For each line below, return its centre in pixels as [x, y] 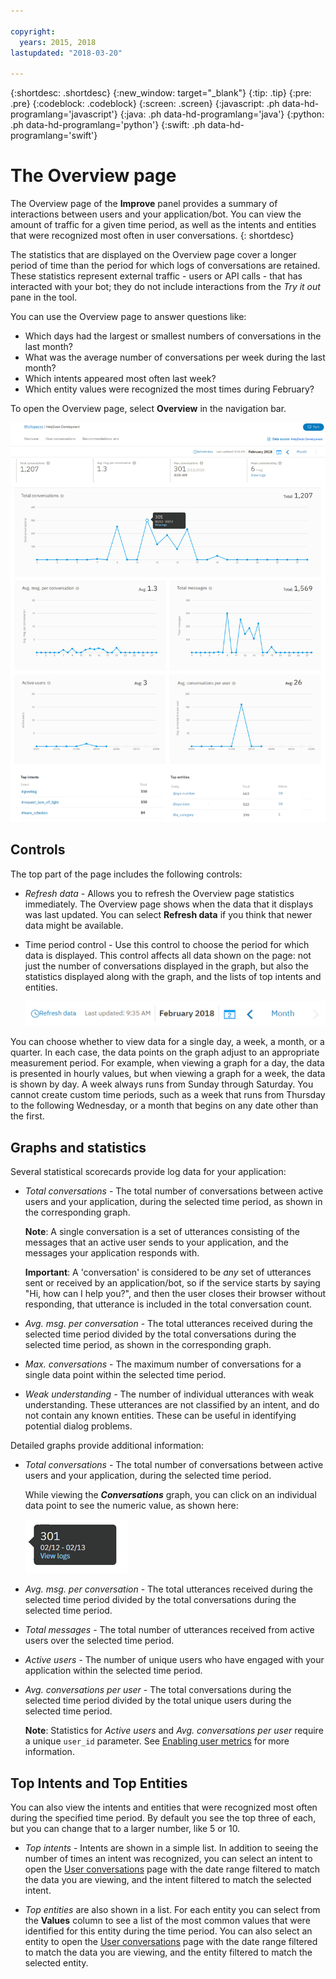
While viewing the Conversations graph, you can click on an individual [170, 1495]
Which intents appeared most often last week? [120, 379]
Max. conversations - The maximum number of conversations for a [163, 1364]
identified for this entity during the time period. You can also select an [168, 1931]
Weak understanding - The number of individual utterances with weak [169, 1394]
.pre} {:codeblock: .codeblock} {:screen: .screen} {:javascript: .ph [145, 104]
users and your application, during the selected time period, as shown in [173, 1202]
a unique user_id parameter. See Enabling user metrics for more [157, 1741]
